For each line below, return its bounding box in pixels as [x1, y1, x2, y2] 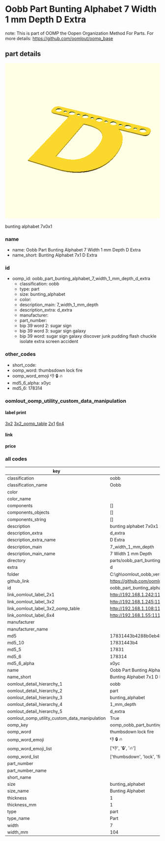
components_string [7, 516, 47, 522]
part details [5, 50, 41, 58]
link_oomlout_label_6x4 [7, 612, 55, 618]
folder [7, 571, 20, 577]
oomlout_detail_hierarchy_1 [7, 681, 63, 687]
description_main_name [7, 551, 55, 557]
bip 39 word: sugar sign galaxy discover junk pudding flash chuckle [19, 333, 157, 339]
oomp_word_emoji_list [7, 746, 52, 752]
